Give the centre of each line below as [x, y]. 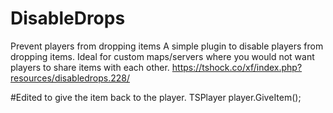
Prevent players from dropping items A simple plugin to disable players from [167, 46]
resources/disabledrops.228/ [70, 78]
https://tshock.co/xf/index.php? [237, 67]
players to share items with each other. [90, 67]
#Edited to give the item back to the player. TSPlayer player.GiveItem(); [156, 97]
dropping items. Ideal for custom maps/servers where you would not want [162, 56]
